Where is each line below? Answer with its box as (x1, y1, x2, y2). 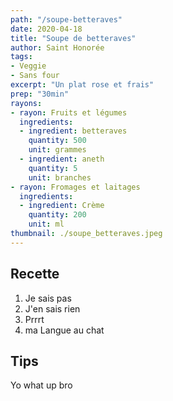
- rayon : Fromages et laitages (10, 182, 141, 192)
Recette (10, 266, 60, 283)
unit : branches (28, 172, 92, 183)
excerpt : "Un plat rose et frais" (10, 80, 155, 90)
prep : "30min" (10, 89, 70, 99)
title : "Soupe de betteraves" (10, 33, 137, 43)
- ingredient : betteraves (19, 126, 128, 136)
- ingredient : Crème (19, 201, 105, 211)
